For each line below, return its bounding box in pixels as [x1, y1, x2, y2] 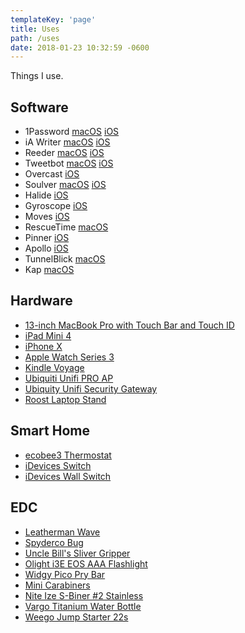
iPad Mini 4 [24, 329, 72, 341]
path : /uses [10, 33, 60, 43]
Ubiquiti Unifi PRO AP [24, 372, 114, 384]
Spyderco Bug [24, 536, 84, 548]
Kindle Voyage [24, 361, 85, 373]
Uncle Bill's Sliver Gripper [24, 547, 131, 559]
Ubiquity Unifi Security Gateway [24, 382, 158, 395]
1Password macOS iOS [24, 126, 120, 138]
